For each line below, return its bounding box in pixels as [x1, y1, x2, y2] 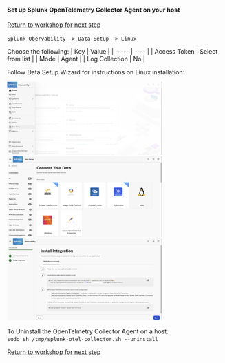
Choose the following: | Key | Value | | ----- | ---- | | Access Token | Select [7, 48, 218, 56]
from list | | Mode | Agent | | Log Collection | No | [7, 55, 146, 63]
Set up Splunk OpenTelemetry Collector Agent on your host [7, 6, 180, 14]
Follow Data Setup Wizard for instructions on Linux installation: [7, 68, 185, 76]
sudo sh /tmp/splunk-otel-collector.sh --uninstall [7, 335, 158, 342]
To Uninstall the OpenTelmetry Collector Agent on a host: [7, 327, 169, 335]
